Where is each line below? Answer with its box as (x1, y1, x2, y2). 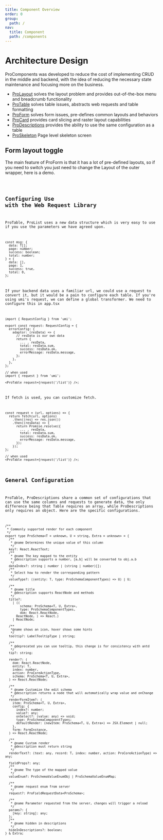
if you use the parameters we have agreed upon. (5, 225, 106, 229)
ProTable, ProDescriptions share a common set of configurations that (5, 495, 151, 500)
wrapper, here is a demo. (5, 170, 55, 175)
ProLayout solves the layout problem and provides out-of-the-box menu (12, 91, 157, 97)
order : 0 (5, 12, 23, 17)
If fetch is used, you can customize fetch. (5, 395, 97, 400)
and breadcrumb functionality (12, 96, 72, 102)
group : (5, 16, 18, 21)
